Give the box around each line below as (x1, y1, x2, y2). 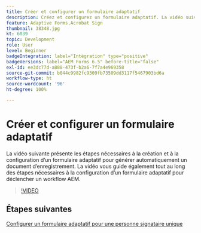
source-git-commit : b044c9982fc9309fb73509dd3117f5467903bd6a (6, 70, 165, 76)
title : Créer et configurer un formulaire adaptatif (6, 8, 141, 15)
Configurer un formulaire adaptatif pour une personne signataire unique (6, 220, 183, 227)
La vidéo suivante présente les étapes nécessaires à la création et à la (6, 150, 179, 157)
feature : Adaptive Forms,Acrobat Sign (6, 20, 103, 26)
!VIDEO (20, 186, 39, 194)
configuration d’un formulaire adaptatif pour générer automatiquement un (6, 156, 187, 163)
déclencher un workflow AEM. (6, 175, 81, 182)
